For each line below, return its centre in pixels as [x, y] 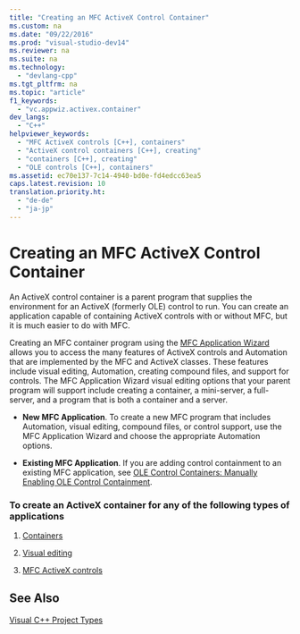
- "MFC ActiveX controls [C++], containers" [101, 142]
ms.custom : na [36, 26]
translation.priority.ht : [57, 192]
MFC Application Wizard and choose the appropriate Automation [141, 435]
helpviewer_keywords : [50, 134]
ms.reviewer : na [39, 51]
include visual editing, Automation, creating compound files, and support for [149, 371]
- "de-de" [35, 201]
